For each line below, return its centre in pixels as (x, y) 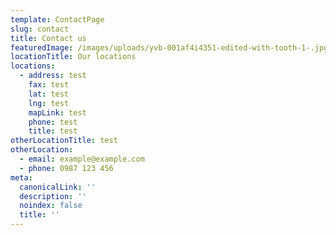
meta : (21, 177)
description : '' (53, 196)
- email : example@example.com (82, 159)
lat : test (49, 94)
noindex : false (51, 206)
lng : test (49, 103)
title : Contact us (48, 38)
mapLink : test (57, 112)
